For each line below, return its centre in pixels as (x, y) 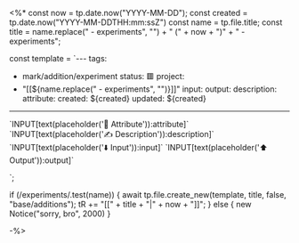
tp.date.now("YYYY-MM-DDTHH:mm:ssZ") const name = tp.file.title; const (146, 22)
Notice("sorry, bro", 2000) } (60, 214)
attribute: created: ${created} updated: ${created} (114, 98)
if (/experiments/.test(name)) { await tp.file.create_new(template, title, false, (148, 194)
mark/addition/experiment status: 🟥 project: (103, 76)
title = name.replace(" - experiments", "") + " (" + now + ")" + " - (127, 32)
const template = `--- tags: (58, 58)
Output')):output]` (41, 160)
